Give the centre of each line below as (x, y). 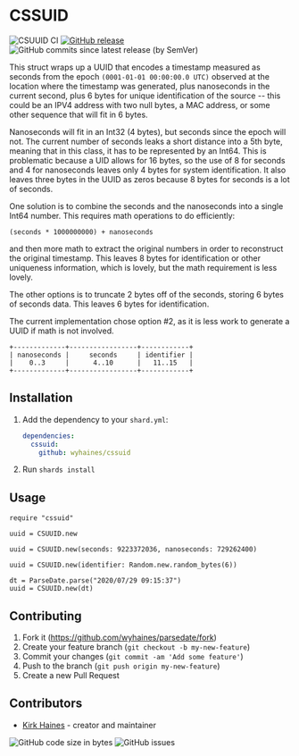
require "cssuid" (42, 518)
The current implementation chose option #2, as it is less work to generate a (149, 321)
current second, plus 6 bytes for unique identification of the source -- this (145, 96)
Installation (41, 398)
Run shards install (58, 469)
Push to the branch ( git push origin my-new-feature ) (121, 666)
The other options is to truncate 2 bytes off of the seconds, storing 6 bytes (146, 294)
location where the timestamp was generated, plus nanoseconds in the (140, 86)
